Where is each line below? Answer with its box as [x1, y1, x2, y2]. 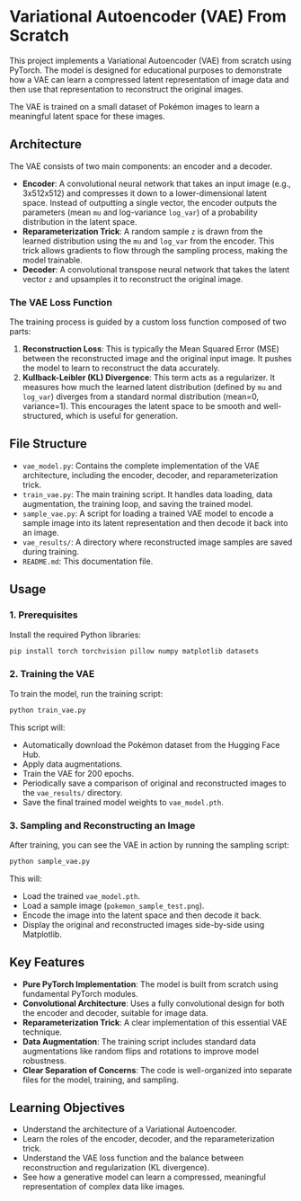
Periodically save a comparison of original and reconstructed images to [22, 778, 287, 788]
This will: [9, 873, 42, 884]
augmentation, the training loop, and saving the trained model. [22, 498, 253, 509]
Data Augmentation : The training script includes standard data [22, 1036, 256, 1046]
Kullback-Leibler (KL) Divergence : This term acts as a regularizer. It [22, 372, 276, 383]
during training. [22, 546, 79, 556]
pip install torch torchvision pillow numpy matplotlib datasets [9, 646, 259, 655]
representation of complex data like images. [22, 1181, 186, 1192]
